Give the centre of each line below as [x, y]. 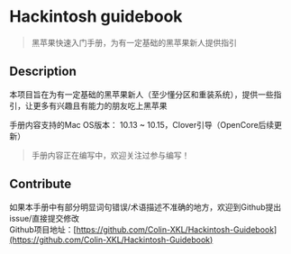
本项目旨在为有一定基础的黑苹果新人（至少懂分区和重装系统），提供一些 [141, 94]
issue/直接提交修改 [44, 218]
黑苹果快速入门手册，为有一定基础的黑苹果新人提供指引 [134, 42]
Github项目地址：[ [43, 229]
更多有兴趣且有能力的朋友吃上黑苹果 [100, 105]
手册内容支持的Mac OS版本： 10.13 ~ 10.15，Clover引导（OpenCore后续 [142, 124]
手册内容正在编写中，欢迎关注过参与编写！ [110, 155]
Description [43, 72]
